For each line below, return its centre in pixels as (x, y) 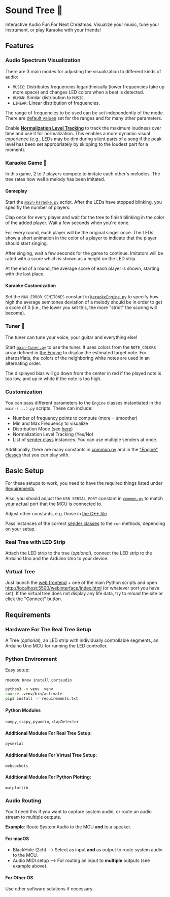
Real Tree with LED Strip (36, 542)
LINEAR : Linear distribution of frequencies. (56, 103)
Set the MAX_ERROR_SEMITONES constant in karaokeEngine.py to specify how (82, 297)
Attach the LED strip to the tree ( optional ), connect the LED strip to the (79, 553)
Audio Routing (23, 800)
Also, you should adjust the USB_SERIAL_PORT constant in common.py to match (84, 498)
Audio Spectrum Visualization (43, 60)
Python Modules (23, 710)
